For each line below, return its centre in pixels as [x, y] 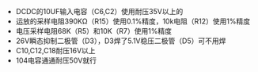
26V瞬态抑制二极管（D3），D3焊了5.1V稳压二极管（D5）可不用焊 [121, 41]
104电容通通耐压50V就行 [56, 60]
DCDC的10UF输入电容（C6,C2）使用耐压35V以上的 [99, 11]
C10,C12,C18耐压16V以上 [56, 50]
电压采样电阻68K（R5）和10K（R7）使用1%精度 [94, 31]
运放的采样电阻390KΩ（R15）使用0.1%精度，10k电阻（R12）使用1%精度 [133, 21]
